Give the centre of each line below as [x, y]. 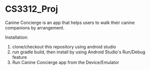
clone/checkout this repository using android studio [64, 47]
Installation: [17, 37]
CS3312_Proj [32, 9]
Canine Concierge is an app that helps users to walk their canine [70, 23]
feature [19, 57]
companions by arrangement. [35, 27]
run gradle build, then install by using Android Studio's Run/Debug [79, 52]
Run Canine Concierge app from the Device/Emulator [66, 62]
